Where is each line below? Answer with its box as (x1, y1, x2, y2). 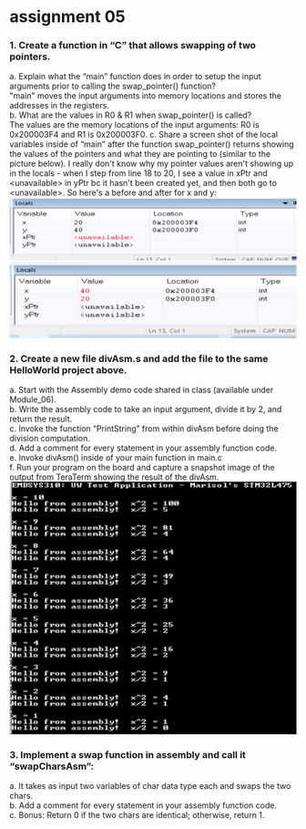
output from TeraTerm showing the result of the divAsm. (9, 471, 219, 482)
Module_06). (9, 394, 56, 405)
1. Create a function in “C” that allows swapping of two (9, 39, 257, 52)
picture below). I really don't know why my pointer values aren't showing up (9, 158, 294, 170)
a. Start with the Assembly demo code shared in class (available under (9, 385, 274, 396)
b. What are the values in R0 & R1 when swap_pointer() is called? (9, 109, 252, 120)
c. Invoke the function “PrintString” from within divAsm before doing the (9, 423, 280, 434)
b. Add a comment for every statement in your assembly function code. (9, 800, 278, 811)
